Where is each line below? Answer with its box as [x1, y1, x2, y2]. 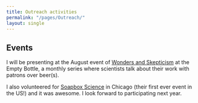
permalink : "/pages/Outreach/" [6, 15, 85, 21]
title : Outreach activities [6, 8, 78, 15]
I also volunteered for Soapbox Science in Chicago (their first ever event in [6, 83, 193, 91]
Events [6, 42, 33, 53]
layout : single [6, 20, 45, 26]
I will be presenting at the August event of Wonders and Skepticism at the [6, 59, 190, 66]
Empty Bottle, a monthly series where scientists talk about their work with [6, 65, 190, 73]
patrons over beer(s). [6, 71, 59, 79]
